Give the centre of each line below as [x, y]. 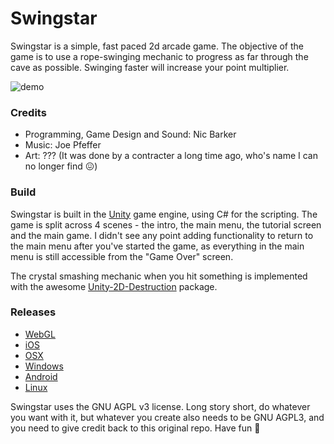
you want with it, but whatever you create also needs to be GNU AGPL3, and [167, 417]
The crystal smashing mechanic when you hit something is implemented [159, 276]
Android [41, 376]
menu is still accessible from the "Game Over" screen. [122, 256]
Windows [44, 366]
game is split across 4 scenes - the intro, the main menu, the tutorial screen [166, 224]
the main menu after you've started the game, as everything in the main [157, 246]
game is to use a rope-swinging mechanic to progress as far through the [159, 56]
